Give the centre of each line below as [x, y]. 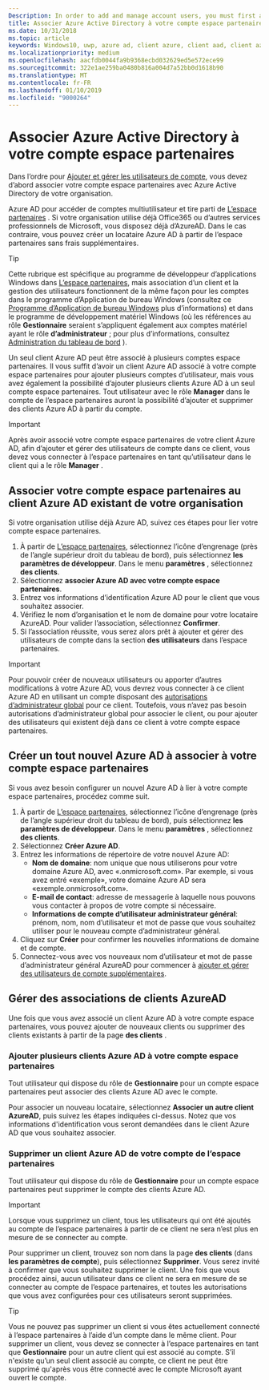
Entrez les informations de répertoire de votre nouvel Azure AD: [124, 854]
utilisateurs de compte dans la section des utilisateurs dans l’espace [133, 640]
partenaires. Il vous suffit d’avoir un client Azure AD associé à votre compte [132, 366]
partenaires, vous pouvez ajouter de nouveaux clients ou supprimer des [127, 1026]
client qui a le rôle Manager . [56, 465]
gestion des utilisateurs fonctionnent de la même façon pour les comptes [129, 291]
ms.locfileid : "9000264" [50, 98]
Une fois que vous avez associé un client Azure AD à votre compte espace [131, 1017]
